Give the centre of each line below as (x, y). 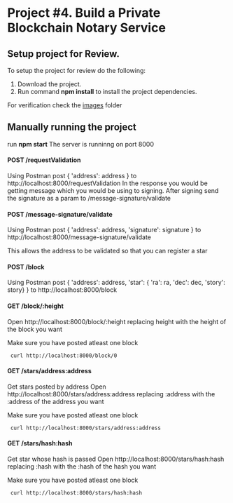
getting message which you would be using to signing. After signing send (113, 191)
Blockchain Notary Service (87, 28)
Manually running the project (72, 127)
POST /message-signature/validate (60, 214)
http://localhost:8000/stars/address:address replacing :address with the (111, 394)
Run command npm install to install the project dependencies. (107, 92)
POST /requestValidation (44, 160)
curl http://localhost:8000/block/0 (64, 356)
